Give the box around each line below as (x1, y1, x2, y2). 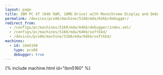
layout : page (5, 7, 32, 12)
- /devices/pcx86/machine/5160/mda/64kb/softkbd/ (9, 34, 112, 39)
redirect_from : (5, 20, 36, 26)
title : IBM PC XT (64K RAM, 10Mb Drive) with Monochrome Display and (5, 12, 149, 16)
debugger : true (14, 52, 45, 57)
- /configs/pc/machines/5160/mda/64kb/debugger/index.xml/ (9, 25, 131, 30)
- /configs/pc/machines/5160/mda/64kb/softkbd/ (9, 30, 108, 34)
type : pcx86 (14, 47, 38, 52)
